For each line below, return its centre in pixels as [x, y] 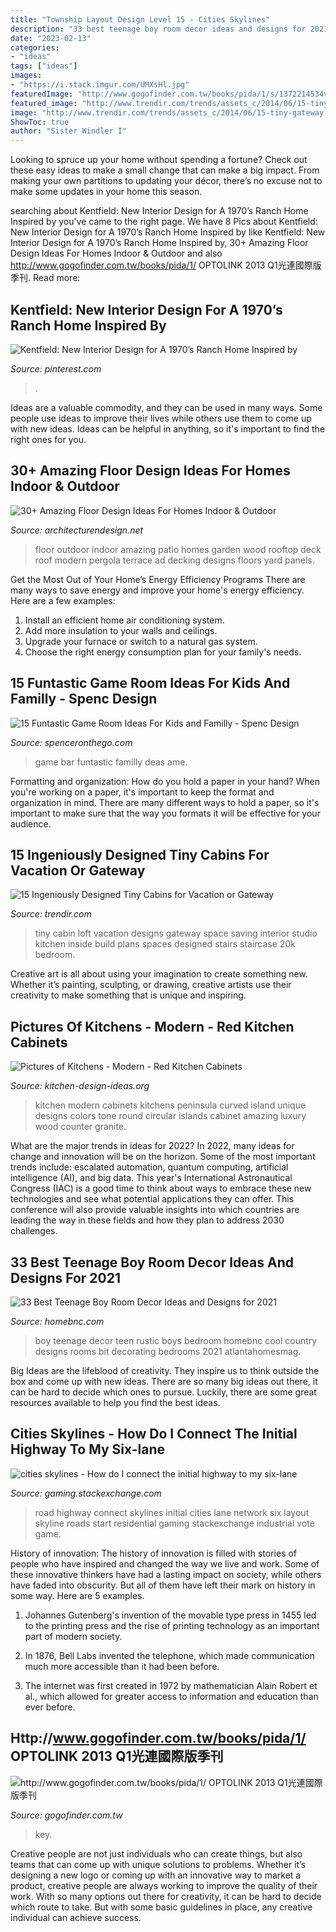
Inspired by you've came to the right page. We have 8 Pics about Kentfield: [164, 222]
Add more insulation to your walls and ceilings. [121, 630]
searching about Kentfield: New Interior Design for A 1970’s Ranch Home [159, 211]
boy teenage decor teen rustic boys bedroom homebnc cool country [176, 1340]
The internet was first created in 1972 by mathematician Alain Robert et [171, 1685]
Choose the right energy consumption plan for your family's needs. [163, 652]
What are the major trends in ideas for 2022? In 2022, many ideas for [152, 1146]
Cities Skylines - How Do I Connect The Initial [154, 1434]
